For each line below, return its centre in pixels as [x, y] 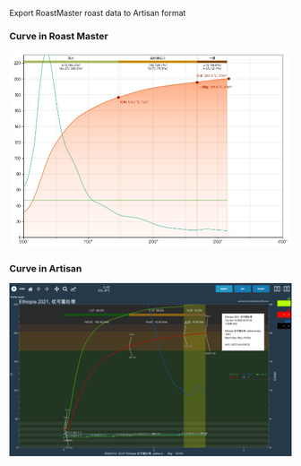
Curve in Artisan [46, 269]
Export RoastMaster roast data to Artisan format [98, 13]
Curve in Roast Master [59, 36]
